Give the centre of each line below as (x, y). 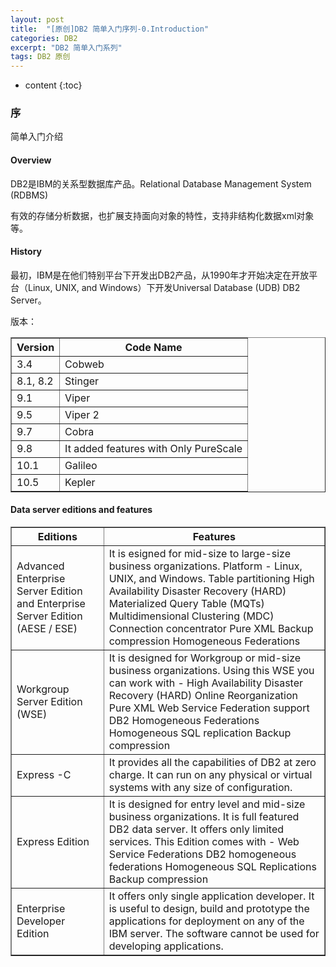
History (26, 252)
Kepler (80, 482)
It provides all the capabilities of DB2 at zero (212, 763)
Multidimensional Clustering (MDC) (191, 616)
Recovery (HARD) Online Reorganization (203, 696)
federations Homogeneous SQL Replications (212, 867)
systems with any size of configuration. (200, 788)
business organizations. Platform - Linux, (205, 566)
